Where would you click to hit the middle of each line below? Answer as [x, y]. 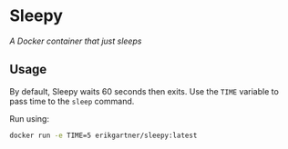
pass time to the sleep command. [72, 101]
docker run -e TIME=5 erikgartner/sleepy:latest [103, 135]
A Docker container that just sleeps [76, 41]
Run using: [30, 118]
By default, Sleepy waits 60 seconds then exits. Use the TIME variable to [144, 91]
